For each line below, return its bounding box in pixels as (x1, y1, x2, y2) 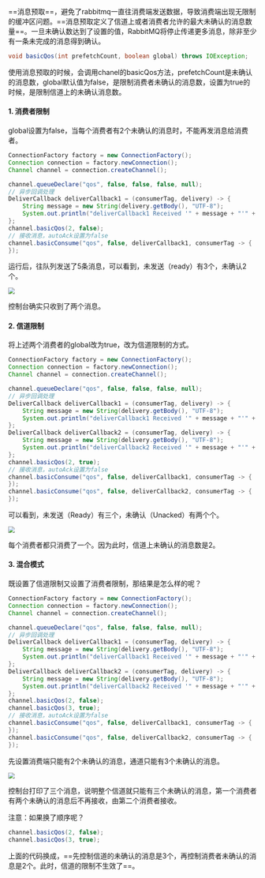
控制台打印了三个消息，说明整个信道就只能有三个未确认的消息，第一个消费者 (8, 786, 257, 796)
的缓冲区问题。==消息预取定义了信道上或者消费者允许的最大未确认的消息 (8, 17, 246, 26)
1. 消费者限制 (8, 107, 50, 116)
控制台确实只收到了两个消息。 (8, 302, 105, 311)
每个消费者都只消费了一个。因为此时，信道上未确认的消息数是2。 (8, 540, 220, 550)
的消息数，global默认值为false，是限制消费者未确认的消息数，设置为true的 (8, 77, 251, 87)
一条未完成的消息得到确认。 (14, 36, 105, 46)
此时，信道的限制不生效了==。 (39, 861, 140, 871)
